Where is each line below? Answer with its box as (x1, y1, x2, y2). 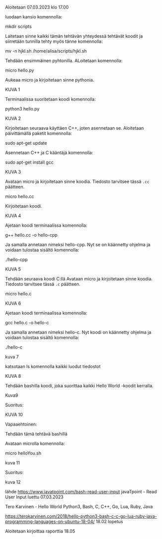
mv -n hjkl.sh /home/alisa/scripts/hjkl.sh (5, 48, 87, 54)
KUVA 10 (5, 412, 23, 417)
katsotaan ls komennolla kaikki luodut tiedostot (5, 363, 101, 369)
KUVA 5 (5, 266, 21, 272)
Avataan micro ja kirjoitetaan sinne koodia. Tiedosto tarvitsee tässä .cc (5, 179, 150, 184)
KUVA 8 (5, 373, 21, 379)
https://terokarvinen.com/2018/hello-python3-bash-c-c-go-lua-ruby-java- (5, 513, 157, 519)
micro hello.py (5, 67, 34, 73)
